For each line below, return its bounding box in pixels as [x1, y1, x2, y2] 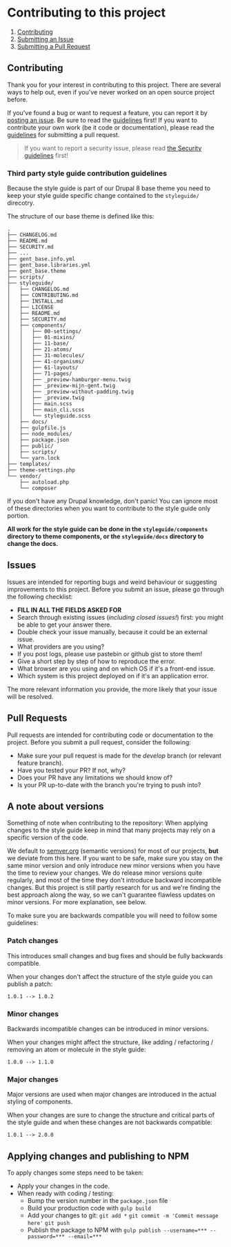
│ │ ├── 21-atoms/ [7, 346, 72, 353]
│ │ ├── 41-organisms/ [7, 358, 85, 365]
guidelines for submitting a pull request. [7, 130, 120, 139]
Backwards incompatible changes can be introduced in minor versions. [7, 1025, 209, 1033]
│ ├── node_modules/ [7, 431, 72, 438]
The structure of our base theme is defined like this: [7, 212, 154, 221]
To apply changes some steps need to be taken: [7, 1168, 143, 1177]
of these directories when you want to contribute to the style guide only [7, 505, 211, 513]
